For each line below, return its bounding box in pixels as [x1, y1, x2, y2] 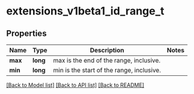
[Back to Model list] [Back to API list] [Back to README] [6, 81, 145, 89]
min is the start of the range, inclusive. [53, 66, 161, 74]
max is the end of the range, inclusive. [53, 56, 161, 64]
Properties [6, 28, 47, 39]
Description [90, 46, 125, 54]
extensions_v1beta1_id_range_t [6, 4, 164, 18]
